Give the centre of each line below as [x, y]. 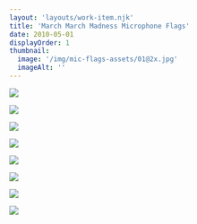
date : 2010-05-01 [42, 34]
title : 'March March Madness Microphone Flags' [100, 26]
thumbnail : [30, 51]
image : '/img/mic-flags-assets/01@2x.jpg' [98, 59]
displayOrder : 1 [39, 43]
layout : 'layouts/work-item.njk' [72, 17]
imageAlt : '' [42, 68]
